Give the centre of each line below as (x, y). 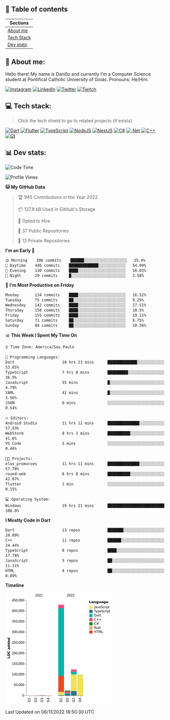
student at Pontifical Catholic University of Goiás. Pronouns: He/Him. (77, 80)
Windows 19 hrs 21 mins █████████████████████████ (85, 506)
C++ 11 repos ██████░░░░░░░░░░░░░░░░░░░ (85, 540)
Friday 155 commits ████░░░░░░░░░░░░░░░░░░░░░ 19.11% (76, 315)
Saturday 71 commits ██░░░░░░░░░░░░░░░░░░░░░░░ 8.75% (75, 320)
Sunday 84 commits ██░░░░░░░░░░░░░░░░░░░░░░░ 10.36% (76, 325)
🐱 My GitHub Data (25, 187)
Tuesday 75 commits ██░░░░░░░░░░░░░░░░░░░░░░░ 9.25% (75, 300)
